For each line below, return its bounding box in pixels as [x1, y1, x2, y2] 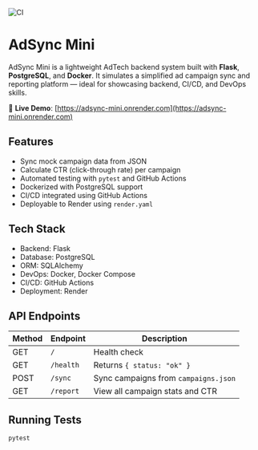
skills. [8, 87, 27, 97]
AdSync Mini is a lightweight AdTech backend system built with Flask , [8, 62, 240, 71]
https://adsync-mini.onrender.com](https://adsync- [57, 103, 227, 112]
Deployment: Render [19, 286, 88, 296]
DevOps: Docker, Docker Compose [19, 269, 136, 278]
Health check [93, 347, 144, 358]
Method [12, 333, 43, 344]
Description [141, 333, 187, 344]
